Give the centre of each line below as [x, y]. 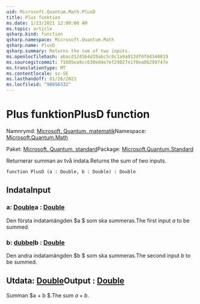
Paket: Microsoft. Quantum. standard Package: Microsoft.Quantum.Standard [100, 149]
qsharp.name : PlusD [31, 46]
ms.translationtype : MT [36, 68]
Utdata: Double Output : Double [65, 281]
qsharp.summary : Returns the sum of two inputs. [68, 51]
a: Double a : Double [36, 207]
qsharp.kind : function [35, 34]
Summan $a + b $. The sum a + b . [48, 295]
